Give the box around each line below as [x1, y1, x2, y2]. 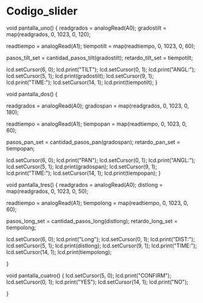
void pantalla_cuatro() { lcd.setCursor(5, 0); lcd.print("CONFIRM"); [6, 272, 171, 279]
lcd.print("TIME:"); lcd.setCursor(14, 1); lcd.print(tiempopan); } [6, 169, 161, 177]
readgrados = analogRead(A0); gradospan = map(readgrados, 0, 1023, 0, [6, 102, 189, 109]
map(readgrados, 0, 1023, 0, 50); [6, 187, 89, 195]
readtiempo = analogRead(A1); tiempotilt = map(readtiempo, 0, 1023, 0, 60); [6, 42, 196, 50]
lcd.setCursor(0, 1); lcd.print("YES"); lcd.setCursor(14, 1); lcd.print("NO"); [6, 278, 189, 285]
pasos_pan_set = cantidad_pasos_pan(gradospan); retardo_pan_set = [6, 138, 181, 146]
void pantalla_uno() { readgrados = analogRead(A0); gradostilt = [6, 24, 167, 31]
